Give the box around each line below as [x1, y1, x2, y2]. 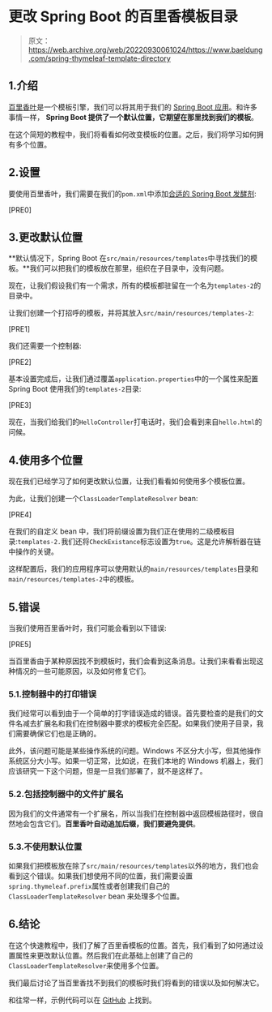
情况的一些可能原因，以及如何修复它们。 [15, 667, 151, 675]
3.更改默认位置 [8, 230, 83, 244]
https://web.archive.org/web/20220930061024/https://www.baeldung [28, 45, 263, 54]
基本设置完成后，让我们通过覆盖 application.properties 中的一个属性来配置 [8, 374, 259, 384]
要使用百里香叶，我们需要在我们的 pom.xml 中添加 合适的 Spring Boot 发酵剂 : [8, 188, 257, 199]
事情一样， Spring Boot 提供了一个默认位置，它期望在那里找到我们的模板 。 [8, 112, 259, 122]
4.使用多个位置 [8, 453, 83, 467]
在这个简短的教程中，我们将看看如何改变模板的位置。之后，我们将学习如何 [8, 129, 257, 139]
